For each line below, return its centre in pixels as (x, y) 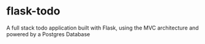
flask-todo (33, 11)
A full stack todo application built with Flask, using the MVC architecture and (102, 28)
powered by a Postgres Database (48, 34)
